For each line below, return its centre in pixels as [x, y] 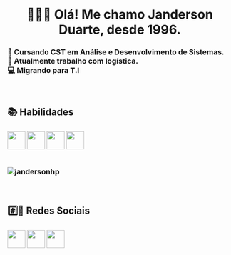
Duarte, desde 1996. [120, 30]
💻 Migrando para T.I [43, 71]
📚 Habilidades [41, 112]
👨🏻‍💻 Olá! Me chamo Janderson [120, 15]
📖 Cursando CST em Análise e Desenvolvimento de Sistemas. [116, 52]
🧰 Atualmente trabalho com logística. [73, 61]
